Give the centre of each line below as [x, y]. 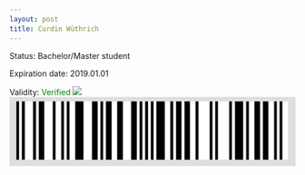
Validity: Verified [40, 92]
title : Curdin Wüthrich [54, 29]
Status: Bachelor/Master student [70, 55]
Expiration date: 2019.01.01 [59, 73]
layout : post [34, 19]
